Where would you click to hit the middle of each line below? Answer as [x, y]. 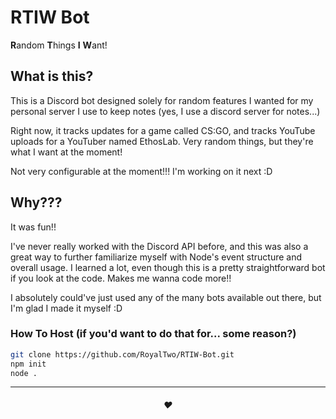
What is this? [52, 76]
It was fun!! [33, 227]
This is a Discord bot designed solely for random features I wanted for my [162, 100]
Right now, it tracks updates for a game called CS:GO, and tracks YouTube [163, 130]
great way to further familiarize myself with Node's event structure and [156, 257]
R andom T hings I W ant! [59, 45]
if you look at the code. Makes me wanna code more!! [121, 278]
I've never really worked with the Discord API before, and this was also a [159, 246]
